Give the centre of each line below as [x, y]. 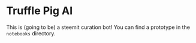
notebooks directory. [31, 33]
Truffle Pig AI [40, 11]
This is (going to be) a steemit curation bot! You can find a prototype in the [98, 27]
